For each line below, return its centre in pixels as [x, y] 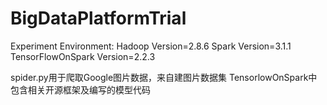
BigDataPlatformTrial [98, 18]
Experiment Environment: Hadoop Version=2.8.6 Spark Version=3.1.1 [151, 46]
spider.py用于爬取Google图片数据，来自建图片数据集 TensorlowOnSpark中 [164, 77]
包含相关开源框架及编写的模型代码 [80, 89]
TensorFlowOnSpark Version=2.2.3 [83, 56]
